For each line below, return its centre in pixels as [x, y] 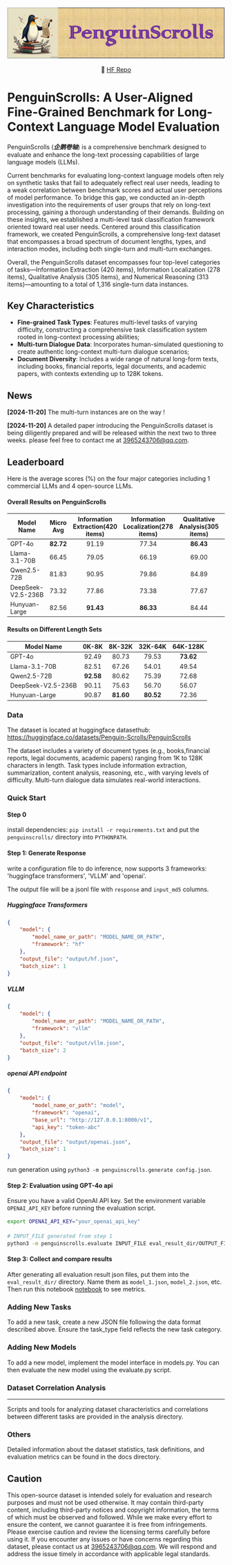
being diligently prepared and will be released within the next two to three [112, 433]
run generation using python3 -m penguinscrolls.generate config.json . [109, 1170]
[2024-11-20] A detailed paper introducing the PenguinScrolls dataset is [110, 426]
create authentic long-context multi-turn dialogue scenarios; [103, 352]
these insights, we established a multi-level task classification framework [111, 219]
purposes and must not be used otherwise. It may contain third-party [105, 1503]
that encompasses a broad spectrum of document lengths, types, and [107, 241]
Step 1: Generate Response [47, 853]
